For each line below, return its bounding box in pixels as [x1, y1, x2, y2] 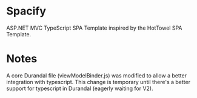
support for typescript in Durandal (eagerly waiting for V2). [6, 85, 153, 92]
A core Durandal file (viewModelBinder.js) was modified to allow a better [6, 71, 187, 79]
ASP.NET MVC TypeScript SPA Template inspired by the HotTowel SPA [6, 24, 182, 31]
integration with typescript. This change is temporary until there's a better [6, 78, 191, 85]
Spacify [6, 4, 47, 18]
